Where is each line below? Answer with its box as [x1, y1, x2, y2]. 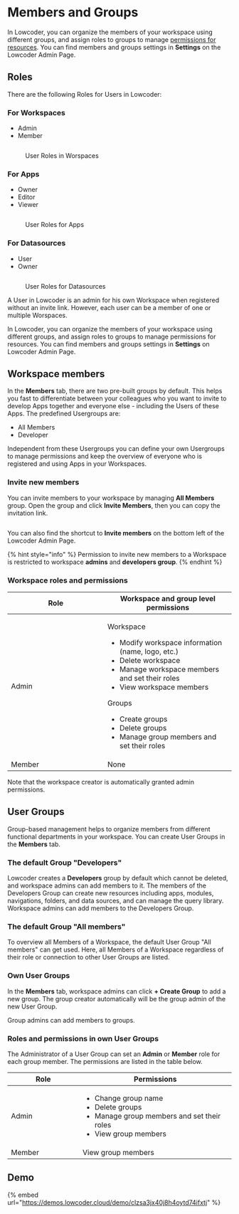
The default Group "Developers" [7, 858, 122, 868]
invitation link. [7, 509, 48, 517]
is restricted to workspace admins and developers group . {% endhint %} [7, 558, 223, 566]
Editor [17, 193, 36, 201]
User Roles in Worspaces [25, 151, 100, 160]
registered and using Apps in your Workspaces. [7, 459, 147, 468]
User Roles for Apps [25, 220, 84, 229]
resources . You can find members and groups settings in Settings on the [7, 43, 221, 51]
